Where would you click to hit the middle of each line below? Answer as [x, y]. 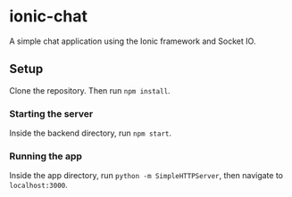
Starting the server [51, 113]
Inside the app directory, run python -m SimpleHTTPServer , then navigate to [146, 176]
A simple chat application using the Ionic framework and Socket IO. [133, 41]
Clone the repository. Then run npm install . [90, 90]
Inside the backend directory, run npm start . [91, 133]
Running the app [46, 156]
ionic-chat [48, 16]
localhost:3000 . [39, 185]
